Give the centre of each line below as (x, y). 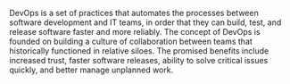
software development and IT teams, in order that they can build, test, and (145, 22)
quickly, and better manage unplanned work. (91, 70)
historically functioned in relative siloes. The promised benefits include (139, 51)
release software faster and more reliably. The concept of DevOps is (135, 32)
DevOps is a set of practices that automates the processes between (134, 13)
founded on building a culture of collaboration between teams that (131, 41)
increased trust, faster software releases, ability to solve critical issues (139, 60)
